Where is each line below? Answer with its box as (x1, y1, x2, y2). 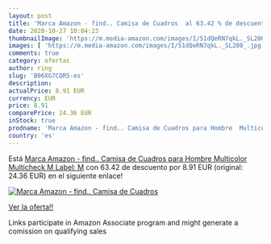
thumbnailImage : (8, 34, 63, 43)
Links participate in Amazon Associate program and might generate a (8, 217, 239, 227)
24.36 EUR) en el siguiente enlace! (8, 171, 123, 180)
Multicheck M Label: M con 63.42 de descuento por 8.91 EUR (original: (8, 162, 244, 172)
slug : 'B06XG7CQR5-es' (8, 72, 85, 80)
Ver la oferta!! (8, 202, 54, 212)
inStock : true (8, 117, 56, 125)
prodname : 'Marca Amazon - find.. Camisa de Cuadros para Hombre (8, 124, 232, 132)
